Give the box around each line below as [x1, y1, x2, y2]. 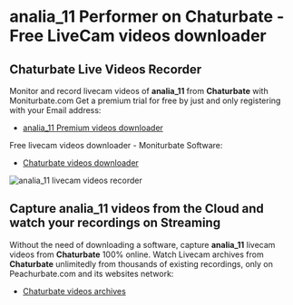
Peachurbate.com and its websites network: [9, 268, 174, 279]
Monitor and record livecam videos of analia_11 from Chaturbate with [9, 86, 269, 96]
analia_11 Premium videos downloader [22, 122, 163, 133]
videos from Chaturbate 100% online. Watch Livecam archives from [9, 249, 265, 260]
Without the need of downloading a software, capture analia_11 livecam [9, 239, 276, 250]
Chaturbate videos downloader [22, 157, 139, 168]
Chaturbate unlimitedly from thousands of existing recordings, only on [9, 258, 274, 269]
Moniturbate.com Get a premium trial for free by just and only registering [9, 95, 281, 106]
